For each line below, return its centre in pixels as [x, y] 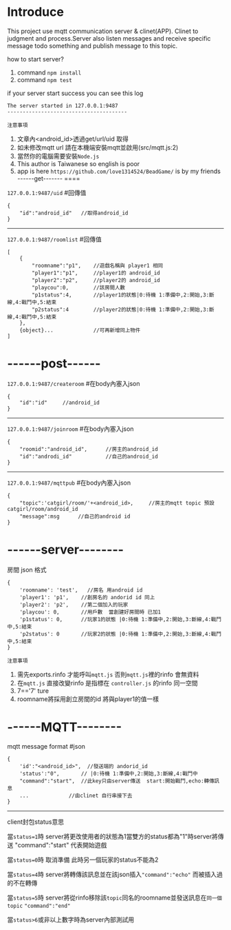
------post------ [54, 364]
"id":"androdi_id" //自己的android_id [89, 456]
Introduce [35, 12]
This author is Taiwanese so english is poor [78, 163]
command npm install [49, 72]
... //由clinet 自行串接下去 [76, 796]
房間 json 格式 [27, 569]
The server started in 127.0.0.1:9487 [63, 105]
